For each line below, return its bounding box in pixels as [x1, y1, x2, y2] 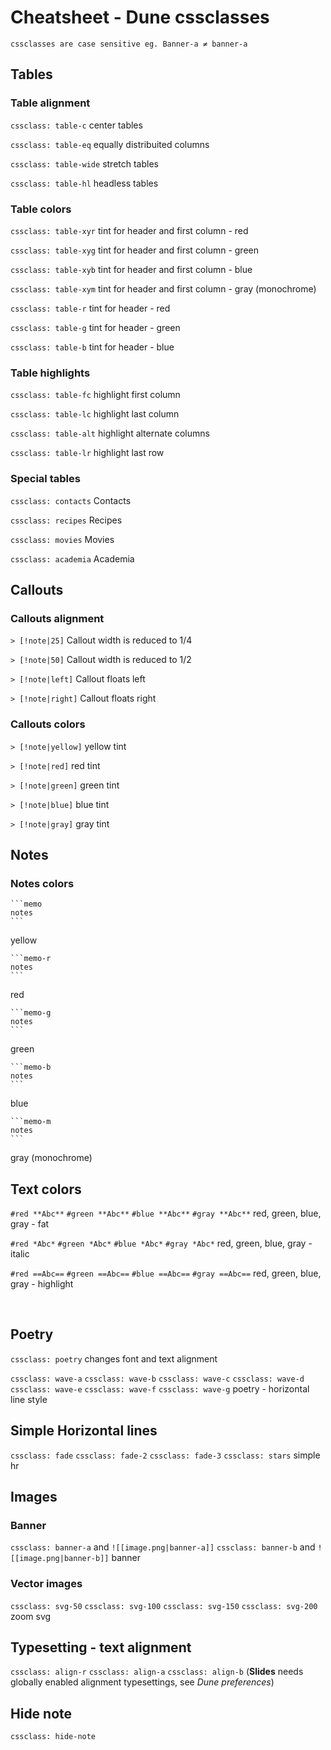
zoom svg [10, 1610, 52, 1622]
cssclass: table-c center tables [10, 119, 143, 131]
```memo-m [10, 1117, 52, 1127]
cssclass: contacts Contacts [10, 494, 132, 506]
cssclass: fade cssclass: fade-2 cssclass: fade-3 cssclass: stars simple [10, 1449, 321, 1461]
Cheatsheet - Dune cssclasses [10, 6, 270, 29]
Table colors [10, 202, 72, 216]
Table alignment [10, 96, 91, 110]
